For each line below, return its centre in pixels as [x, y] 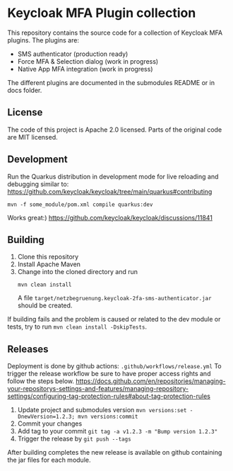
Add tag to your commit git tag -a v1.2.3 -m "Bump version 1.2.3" [118, 431]
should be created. [45, 305]
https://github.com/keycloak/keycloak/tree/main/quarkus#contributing [110, 191]
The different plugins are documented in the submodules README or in [111, 82]
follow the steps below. [41, 381]
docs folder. [25, 90]
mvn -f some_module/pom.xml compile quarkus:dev [80, 204]
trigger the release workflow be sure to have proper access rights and [109, 374]
